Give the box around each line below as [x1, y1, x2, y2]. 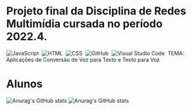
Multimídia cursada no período [6, 17, 163, 31]
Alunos [6, 77, 43, 91]
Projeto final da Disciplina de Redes [6, 4, 187, 18]
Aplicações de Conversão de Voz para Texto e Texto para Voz [6, 56, 160, 63]
